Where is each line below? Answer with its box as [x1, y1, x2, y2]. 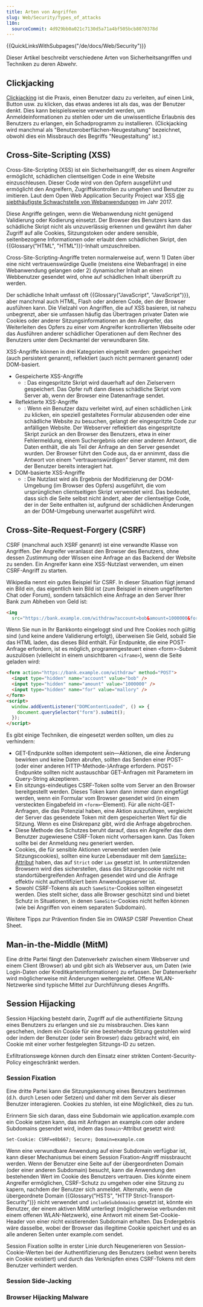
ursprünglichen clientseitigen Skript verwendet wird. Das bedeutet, [24, 488, 191, 495]
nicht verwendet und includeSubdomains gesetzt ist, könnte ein [37, 1199, 193, 1206]
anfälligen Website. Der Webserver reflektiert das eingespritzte [24, 424, 181, 431]
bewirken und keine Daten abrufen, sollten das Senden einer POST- [14, 756, 184, 763]
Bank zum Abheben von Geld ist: [6, 598, 88, 605]
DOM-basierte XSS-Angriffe [14, 469, 85, 476]
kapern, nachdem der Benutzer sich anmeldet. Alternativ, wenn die [6, 1186, 173, 1193]
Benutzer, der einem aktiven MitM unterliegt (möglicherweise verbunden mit [6, 1205, 196, 1213]
